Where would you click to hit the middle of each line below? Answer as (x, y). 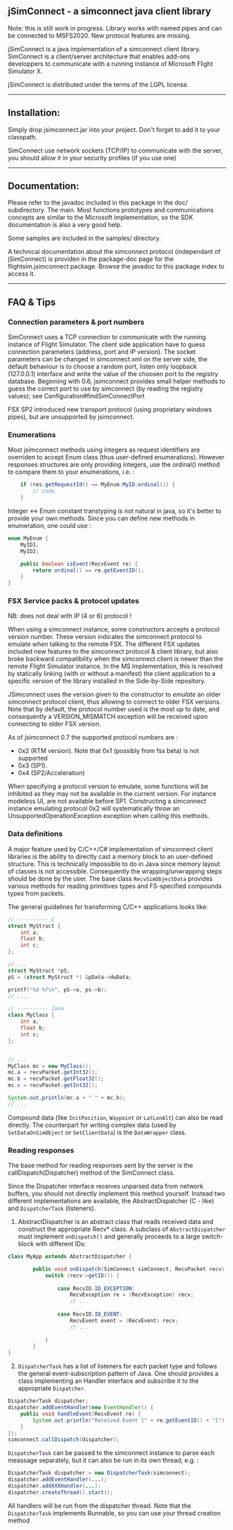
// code (44, 491)
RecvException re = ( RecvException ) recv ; (132, 1295)
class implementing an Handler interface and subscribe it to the (108, 1381)
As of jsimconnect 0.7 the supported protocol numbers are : (93, 738)
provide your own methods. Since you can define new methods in (102, 518)
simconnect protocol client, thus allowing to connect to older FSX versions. (115, 702)
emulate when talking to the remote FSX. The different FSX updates (104, 644)
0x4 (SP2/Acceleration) (51, 773)
